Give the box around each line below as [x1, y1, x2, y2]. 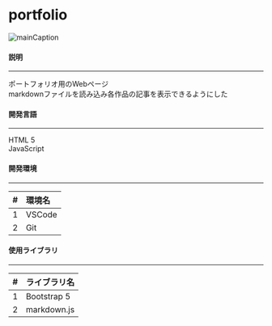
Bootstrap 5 [25, 290, 71, 302]
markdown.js [25, 303, 75, 315]
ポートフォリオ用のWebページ [8, 79, 109, 89]
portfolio [8, 6, 68, 24]
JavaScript [8, 144, 45, 154]
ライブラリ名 [25, 277, 75, 288]
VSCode [25, 209, 58, 220]
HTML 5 [8, 135, 36, 145]
